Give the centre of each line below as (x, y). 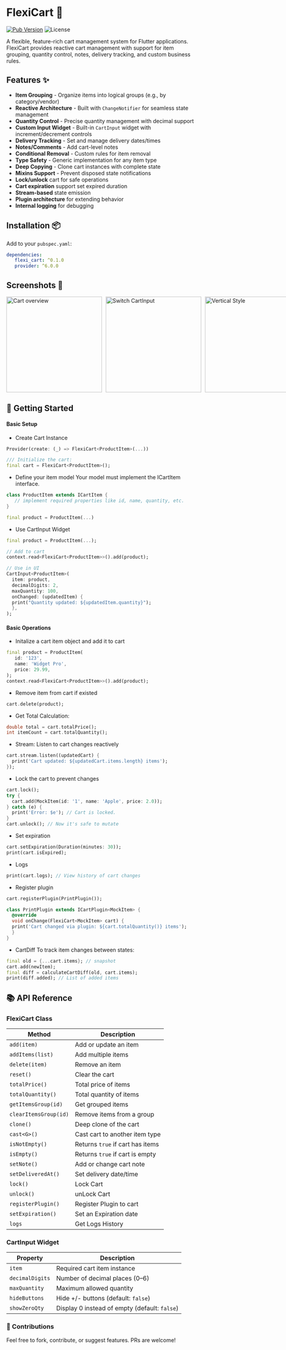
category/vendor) (37, 101)
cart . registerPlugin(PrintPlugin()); (54, 898)
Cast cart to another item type (118, 1134)
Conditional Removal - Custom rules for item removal (83, 153)
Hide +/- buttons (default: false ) (103, 1299)
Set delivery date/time (107, 1174)
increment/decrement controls (53, 134)
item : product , (31, 580)
